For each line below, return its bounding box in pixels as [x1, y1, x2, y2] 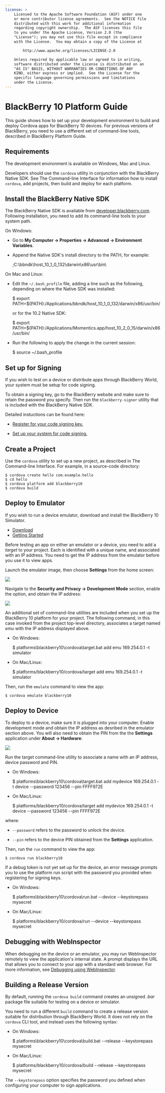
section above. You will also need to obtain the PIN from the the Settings [5, 730, 153, 736]
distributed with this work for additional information [14, 21, 132, 26]
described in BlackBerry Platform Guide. [5, 133, 87, 139]
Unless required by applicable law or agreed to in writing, [14, 57, 142, 62]
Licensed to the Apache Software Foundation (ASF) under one [14, 12, 142, 17]
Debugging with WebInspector [5, 938, 101, 946]
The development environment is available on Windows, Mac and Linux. [5, 161, 151, 166]
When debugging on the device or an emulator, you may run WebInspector [5, 951, 157, 957]
